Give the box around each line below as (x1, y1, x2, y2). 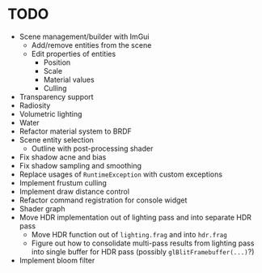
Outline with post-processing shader (31, 143, 154, 153)
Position (43, 58, 71, 67)
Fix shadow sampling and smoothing (19, 160, 142, 170)
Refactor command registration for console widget (19, 195, 188, 205)
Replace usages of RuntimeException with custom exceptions (19, 169, 223, 179)
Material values (43, 75, 95, 84)
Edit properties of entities (31, 49, 116, 58)
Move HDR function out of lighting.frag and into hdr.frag (31, 229, 227, 239)
